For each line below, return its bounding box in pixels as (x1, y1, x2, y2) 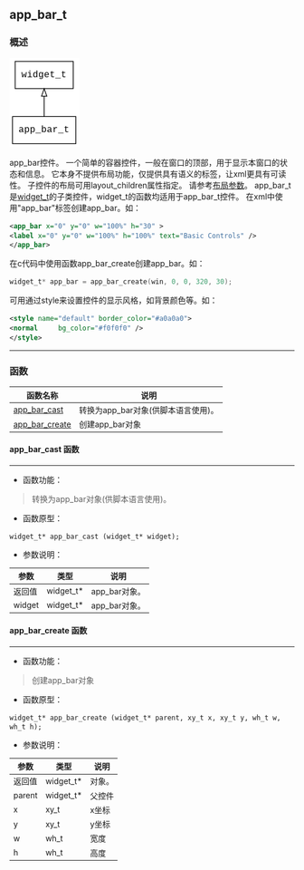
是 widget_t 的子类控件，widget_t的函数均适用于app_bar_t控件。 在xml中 (9, 190, 276, 202)
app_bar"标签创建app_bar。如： (21, 202, 142, 213)
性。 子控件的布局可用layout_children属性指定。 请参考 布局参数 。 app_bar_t (9, 179, 291, 190)
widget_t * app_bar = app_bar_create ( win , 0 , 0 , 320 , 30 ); (9, 277, 233, 286)
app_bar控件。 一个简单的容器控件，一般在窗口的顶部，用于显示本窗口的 (9, 157, 280, 168)
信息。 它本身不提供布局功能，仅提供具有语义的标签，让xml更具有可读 (24, 168, 287, 179)
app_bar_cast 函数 (9, 444, 80, 455)
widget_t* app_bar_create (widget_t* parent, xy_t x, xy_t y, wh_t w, (9, 713, 281, 722)
